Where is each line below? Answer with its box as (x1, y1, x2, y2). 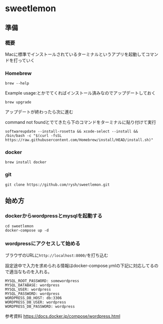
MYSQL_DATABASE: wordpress (5, 283, 60, 287)
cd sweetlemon (5, 224, 34, 229)
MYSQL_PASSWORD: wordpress (5, 291, 60, 296)
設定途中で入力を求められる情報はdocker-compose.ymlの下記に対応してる (5, 263, 154, 268)
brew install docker (5, 160, 47, 165)
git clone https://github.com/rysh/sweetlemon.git (5, 182, 110, 187)
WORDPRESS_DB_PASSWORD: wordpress (5, 304, 75, 309)
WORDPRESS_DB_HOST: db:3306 (5, 295, 62, 300)
